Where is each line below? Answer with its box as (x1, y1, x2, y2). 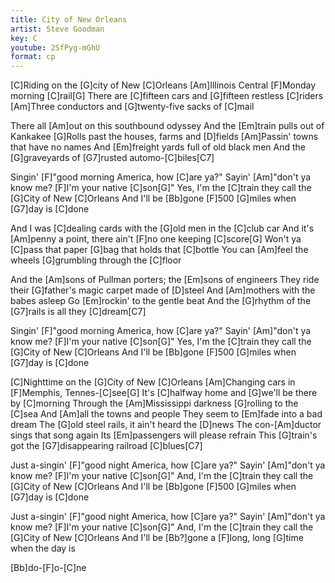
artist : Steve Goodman (10, 24, 105, 34)
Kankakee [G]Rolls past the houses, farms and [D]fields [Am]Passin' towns (10, 131, 319, 143)
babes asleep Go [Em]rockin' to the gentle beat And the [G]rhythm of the (10, 295, 312, 307)
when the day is (10, 542, 76, 555)
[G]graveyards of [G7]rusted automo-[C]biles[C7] (10, 152, 215, 164)
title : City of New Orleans (10, 14, 128, 25)
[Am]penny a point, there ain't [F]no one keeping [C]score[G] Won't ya (10, 233, 302, 245)
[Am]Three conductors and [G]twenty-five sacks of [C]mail (10, 101, 255, 113)
